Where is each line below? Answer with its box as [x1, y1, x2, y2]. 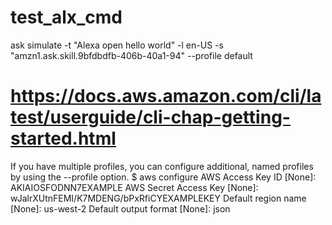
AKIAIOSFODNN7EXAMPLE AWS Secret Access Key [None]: [10, 181, 259, 193]
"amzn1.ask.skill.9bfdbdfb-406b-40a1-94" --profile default [10, 49, 253, 61]
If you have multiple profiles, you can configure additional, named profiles [10, 160, 314, 172]
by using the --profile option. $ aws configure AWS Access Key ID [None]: [10, 171, 317, 183]
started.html [10, 127, 117, 150]
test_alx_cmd [10, 6, 123, 29]
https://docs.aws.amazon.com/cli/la [10, 85, 322, 108]
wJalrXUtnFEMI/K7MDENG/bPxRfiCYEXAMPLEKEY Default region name [10, 192, 307, 204]
